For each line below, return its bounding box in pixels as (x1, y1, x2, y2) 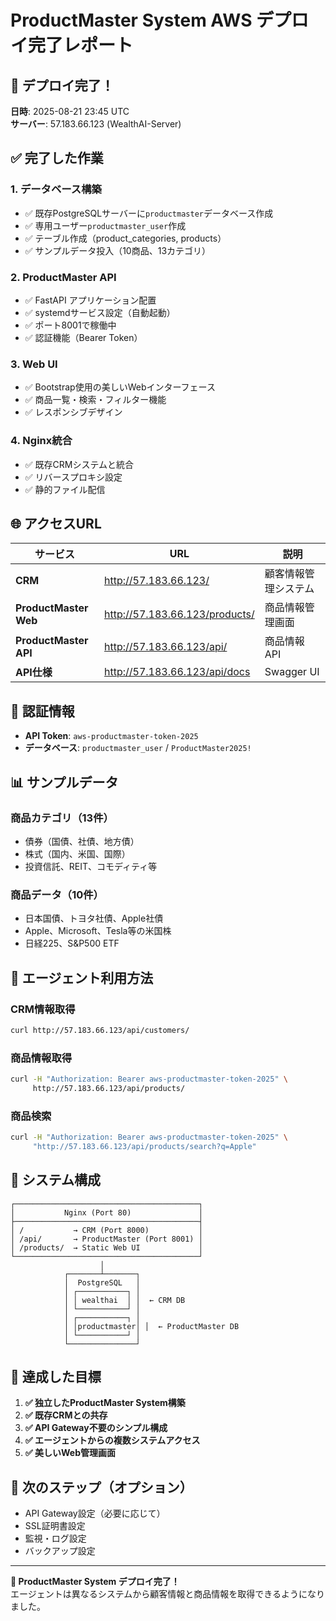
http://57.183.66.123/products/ (104, 607, 255, 621)
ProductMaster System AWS (10, 9, 253, 32)
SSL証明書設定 (24, 1520, 86, 1532)
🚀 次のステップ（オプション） (10, 1479, 193, 1496)
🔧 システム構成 (10, 1172, 102, 1189)
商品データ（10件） (10, 887, 104, 901)
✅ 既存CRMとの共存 (24, 1409, 108, 1421)
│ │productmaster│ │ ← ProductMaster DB (63, 1321, 240, 1331)
